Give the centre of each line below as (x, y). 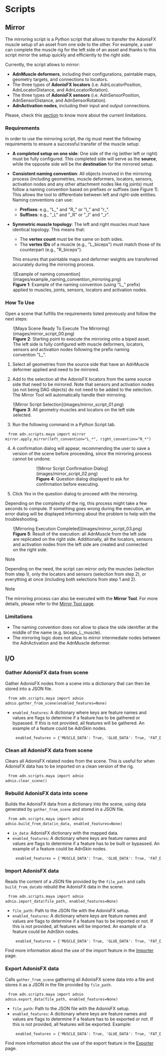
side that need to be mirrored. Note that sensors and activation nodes (83, 384)
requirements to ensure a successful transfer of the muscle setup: (72, 144)
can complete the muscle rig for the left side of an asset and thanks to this (81, 50)
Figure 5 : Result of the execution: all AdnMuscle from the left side (80, 534)
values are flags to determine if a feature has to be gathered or (76, 717)
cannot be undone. (31, 459)
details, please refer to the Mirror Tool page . (50, 604)
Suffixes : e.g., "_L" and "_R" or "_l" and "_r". (65, 215)
